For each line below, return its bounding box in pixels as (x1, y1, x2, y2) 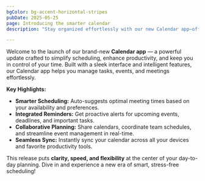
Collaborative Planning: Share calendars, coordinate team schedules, (15, 123, 192, 131)
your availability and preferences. (15, 104, 99, 112)
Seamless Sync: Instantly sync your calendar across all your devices (15, 137, 189, 144)
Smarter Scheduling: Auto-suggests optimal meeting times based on (15, 98, 190, 105)
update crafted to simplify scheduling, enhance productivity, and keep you (6, 54, 193, 62)
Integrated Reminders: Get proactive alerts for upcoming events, (15, 110, 180, 118)
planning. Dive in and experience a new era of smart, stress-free (17, 161, 179, 168)
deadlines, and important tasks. (15, 117, 95, 124)
